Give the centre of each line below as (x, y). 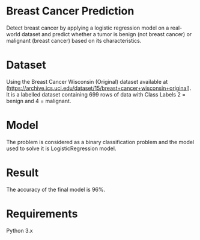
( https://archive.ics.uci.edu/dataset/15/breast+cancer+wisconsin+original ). (99, 88)
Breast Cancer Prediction (70, 11)
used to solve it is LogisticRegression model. (61, 148)
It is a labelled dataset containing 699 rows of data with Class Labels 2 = (96, 94)
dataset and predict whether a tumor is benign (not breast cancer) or (107, 34)
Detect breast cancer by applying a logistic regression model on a (88, 28)
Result (23, 172)
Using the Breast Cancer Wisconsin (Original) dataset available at (87, 81)
